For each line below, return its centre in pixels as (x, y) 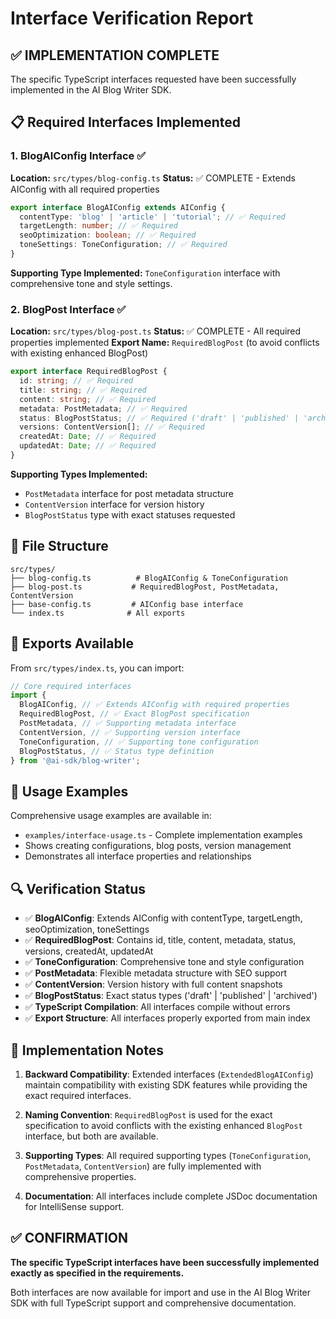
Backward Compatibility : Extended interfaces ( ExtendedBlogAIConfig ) (169, 1074)
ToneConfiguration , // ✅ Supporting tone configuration (139, 742)
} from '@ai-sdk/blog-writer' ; (75, 760)
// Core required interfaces (71, 686)
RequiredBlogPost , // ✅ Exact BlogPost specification (134, 714)
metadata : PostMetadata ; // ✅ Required (103, 408)
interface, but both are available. (91, 1136)
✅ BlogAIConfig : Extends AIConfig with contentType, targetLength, (163, 918)
